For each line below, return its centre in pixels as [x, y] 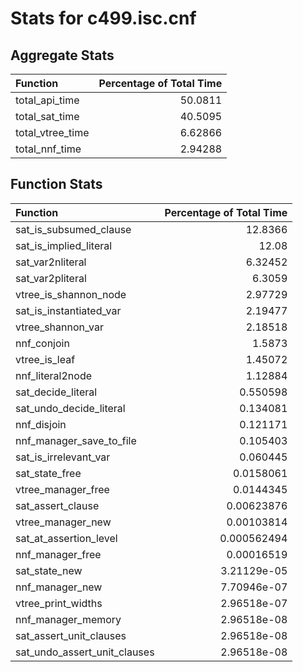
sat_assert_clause [57, 505]
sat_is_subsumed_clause [73, 229]
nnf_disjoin [41, 424]
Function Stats [56, 184]
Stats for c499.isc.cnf [103, 18]
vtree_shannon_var [59, 327]
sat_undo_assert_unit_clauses [85, 652]
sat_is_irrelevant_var [63, 457]
